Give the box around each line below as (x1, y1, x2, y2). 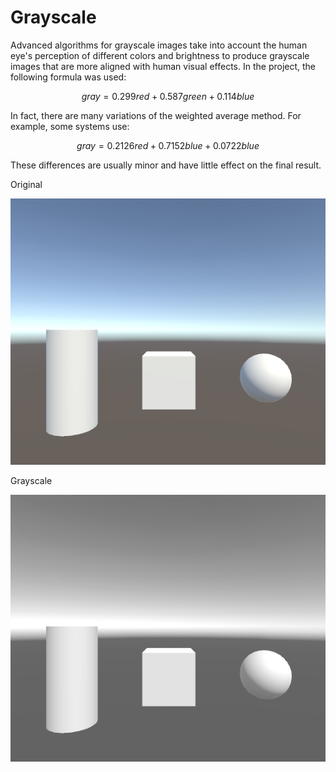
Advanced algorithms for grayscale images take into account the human (10, 39, 308, 51)
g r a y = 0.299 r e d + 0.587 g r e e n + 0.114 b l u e (81, 90, 255, 102)
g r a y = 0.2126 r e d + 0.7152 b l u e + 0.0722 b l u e (76, 139, 260, 151)
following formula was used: (10, 71, 127, 83)
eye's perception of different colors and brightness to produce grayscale (10, 49, 310, 61)
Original (10, 178, 43, 190)
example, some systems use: (10, 120, 130, 132)
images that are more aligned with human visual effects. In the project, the (10, 60, 317, 72)
